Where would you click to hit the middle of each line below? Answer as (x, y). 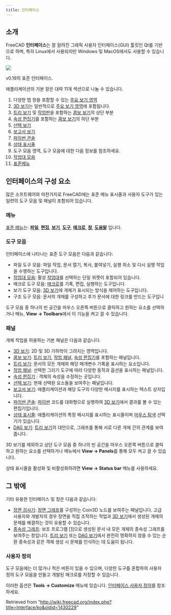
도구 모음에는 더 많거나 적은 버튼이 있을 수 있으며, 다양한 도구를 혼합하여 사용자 (84, 568)
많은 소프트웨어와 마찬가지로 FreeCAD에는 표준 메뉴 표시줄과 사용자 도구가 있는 (84, 195)
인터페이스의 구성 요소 (38, 181)
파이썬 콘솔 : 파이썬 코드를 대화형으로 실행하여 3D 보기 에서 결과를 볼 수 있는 (87, 402)
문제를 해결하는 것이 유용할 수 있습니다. (52, 522)
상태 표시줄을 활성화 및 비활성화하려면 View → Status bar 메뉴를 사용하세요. (82, 468)
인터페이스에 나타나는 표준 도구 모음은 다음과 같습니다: (60, 254)
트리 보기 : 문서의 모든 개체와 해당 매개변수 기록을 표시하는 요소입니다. (82, 364)
